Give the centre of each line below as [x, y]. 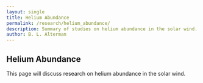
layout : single [26, 12]
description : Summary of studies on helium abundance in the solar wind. [102, 29]
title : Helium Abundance [38, 18]
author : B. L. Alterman [37, 35]
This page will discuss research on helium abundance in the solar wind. [96, 73]
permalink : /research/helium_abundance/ [59, 23]
